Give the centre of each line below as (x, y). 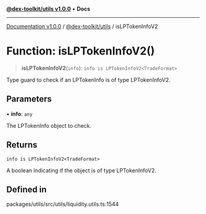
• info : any (19, 114)
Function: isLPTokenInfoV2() (81, 51)
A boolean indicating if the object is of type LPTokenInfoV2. (81, 170)
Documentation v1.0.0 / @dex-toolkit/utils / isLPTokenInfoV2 (82, 26)
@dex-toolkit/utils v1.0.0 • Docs (48, 9)
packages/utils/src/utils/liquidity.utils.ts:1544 (63, 204)
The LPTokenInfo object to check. (49, 125)
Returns (22, 145)
